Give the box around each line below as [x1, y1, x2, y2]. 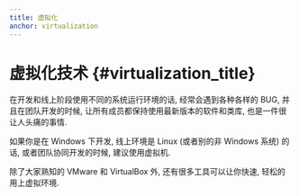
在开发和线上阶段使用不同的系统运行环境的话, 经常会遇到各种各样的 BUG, [9, 94, 280, 105]
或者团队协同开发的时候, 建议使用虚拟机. [21, 147, 171, 158]
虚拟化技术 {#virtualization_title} [9, 63, 256, 84]
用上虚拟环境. [9, 177, 60, 189]
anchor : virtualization [9, 22, 99, 31]
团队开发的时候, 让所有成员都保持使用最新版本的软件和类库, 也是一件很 [24, 105, 286, 117]
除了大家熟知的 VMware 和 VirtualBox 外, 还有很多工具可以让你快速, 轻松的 [9, 166, 286, 177]
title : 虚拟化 [9, 13, 59, 22]
